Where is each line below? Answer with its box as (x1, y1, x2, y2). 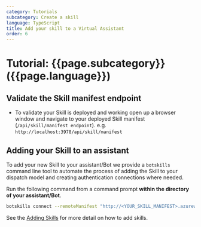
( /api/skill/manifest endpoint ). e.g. (14, 122, 106, 129)
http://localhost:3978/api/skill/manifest (14, 129, 123, 135)
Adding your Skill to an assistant (6, 145, 129, 155)
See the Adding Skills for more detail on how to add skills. (6, 214, 148, 221)
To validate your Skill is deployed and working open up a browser (14, 109, 176, 116)
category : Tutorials (6, 8, 58, 15)
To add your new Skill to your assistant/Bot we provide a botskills (6, 161, 170, 168)
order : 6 (6, 31, 28, 37)
